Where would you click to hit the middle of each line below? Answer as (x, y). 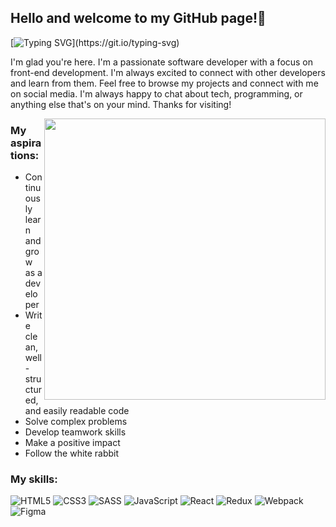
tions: (25, 155)
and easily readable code (77, 411)
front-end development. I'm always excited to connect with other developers (168, 72)
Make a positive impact (72, 443)
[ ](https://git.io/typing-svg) (95, 42)
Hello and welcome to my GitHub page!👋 (138, 18)
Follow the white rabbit (72, 453)
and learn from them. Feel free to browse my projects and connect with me (164, 83)
